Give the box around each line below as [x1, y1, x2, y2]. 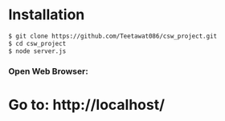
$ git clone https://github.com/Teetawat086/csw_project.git [8, 32, 218, 40]
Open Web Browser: [8, 66, 88, 77]
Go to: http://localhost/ [8, 95, 166, 114]
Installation [8, 6, 85, 24]
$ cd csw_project [8, 39, 67, 47]
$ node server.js [8, 46, 67, 55]
